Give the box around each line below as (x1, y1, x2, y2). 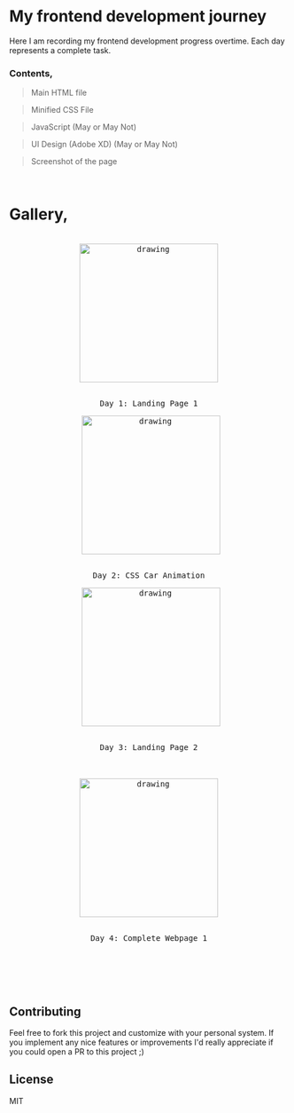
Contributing (9, 1004, 81, 1019)
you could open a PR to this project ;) (9, 1046, 144, 1057)
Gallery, (9, 204, 69, 225)
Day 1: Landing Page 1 (99, 399, 198, 409)
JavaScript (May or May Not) (30, 122, 137, 132)
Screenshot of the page (30, 156, 118, 167)
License (9, 1072, 54, 1087)
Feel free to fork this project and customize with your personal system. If (9, 1027, 275, 1038)
